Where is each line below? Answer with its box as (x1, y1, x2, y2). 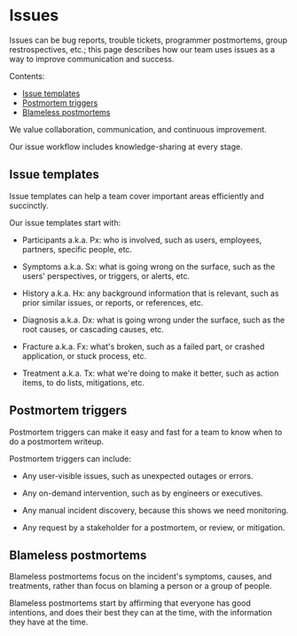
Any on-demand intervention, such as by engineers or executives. (21, 488, 263, 498)
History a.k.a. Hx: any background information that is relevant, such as (21, 288, 279, 298)
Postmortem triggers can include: (9, 453, 131, 464)
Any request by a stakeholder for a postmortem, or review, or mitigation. (21, 521, 285, 533)
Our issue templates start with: (9, 217, 121, 227)
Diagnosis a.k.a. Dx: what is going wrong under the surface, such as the (21, 314, 285, 325)
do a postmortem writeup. (9, 436, 105, 447)
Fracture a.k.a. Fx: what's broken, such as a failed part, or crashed (21, 341, 265, 352)
